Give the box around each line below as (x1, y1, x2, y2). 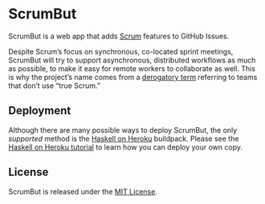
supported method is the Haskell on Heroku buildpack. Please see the (8, 134, 239, 143)
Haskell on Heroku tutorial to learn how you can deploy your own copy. (8, 142, 243, 152)
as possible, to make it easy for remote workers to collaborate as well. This (8, 63, 255, 73)
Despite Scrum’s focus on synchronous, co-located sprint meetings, (8, 46, 234, 56)
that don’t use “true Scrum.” (8, 81, 100, 90)
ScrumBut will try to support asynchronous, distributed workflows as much (8, 55, 256, 65)
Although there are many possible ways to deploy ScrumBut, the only (8, 125, 238, 134)
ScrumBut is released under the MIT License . (8, 186, 158, 196)
